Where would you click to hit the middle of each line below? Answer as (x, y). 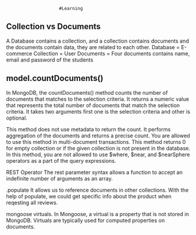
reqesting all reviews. (32, 202)
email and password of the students (50, 60)
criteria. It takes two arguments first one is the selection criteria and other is (98, 111)
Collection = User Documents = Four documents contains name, (112, 53)
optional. (17, 118)
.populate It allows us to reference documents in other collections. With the (97, 190)
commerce (19, 53)
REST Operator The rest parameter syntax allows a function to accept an (94, 172)
